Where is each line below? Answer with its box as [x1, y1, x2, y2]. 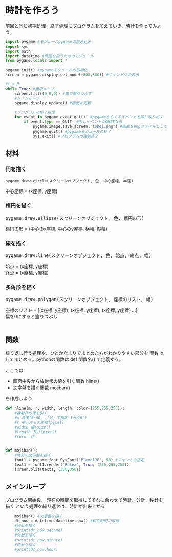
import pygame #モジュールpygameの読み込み [5, 39, 92, 44]
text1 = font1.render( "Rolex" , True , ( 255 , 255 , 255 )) [14, 462, 130, 467]
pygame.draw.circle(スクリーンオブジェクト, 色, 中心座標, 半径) [5, 179, 134, 184]
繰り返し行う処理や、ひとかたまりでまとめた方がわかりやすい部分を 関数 [5, 350, 159, 356]
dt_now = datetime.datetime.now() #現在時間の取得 [14, 518, 119, 524]
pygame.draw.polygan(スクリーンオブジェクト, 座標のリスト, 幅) [5, 296, 154, 303]
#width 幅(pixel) [14, 424, 51, 430]
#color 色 [14, 434, 35, 439]
